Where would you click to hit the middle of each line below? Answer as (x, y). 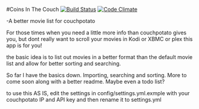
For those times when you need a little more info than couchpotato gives (96, 33)
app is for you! (24, 45)
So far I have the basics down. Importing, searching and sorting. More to (96, 75)
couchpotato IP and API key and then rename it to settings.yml (84, 100)
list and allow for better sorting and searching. (64, 64)
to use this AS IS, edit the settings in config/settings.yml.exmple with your (98, 93)
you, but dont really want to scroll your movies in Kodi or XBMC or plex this (99, 39)
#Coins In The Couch (33, 9)
